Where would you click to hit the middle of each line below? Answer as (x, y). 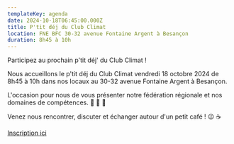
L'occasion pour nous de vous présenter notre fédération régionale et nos (115, 95)
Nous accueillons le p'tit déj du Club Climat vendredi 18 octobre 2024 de (113, 74)
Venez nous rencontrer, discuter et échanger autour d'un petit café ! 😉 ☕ (115, 116)
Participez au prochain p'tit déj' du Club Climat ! (77, 60)
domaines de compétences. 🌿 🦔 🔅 (57, 102)
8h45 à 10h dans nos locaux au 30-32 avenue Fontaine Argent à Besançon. (117, 81)
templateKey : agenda (38, 14)
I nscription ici (27, 133)
